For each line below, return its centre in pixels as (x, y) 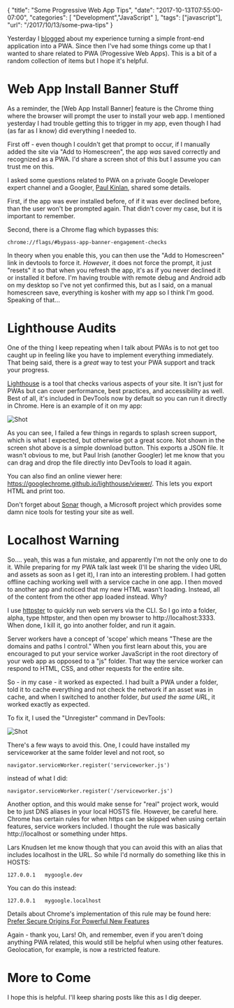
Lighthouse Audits (62, 328)
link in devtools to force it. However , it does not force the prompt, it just (109, 262)
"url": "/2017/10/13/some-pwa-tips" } (60, 25)
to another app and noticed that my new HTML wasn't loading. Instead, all (114, 589)
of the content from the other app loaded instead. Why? (87, 597)
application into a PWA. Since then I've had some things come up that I (109, 46)
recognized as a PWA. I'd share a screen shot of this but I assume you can (114, 159)
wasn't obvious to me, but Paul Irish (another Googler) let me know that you (116, 455)
